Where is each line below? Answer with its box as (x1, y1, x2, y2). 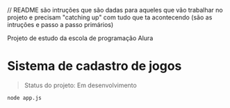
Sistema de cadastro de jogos (7, 58, 182, 74)
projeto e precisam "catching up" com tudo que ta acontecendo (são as (7, 13, 213, 21)
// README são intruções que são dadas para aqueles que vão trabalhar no (7, 6, 224, 14)
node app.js (7, 94, 42, 101)
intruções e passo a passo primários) (7, 21, 114, 28)
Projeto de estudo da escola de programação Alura (7, 34, 154, 42)
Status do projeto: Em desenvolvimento (24, 81, 137, 89)
